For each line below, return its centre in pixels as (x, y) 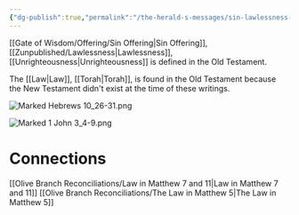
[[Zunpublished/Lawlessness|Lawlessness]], (91, 52)
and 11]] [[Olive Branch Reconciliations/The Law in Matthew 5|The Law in (143, 193)
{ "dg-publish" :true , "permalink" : (71, 17)
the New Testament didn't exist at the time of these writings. (120, 88)
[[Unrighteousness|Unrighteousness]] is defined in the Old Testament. (138, 61)
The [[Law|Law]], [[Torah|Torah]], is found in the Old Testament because (143, 79)
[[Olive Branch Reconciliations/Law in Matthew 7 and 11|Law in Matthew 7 (144, 183)
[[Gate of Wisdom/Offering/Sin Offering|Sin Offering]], (109, 43)
